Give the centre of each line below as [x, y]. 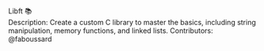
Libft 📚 [20, 11]
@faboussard [30, 39]
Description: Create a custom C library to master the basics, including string [132, 22]
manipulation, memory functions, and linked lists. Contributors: [111, 31]
